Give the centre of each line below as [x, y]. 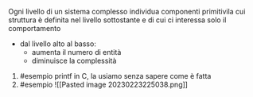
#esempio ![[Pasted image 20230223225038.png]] [104, 84]
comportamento [35, 28]
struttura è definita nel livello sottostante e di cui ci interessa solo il [117, 20]
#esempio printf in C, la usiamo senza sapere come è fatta [115, 76]
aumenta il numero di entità [76, 52]
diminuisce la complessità [74, 60]
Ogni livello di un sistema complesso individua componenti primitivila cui [127, 12]
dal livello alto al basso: [58, 44]
